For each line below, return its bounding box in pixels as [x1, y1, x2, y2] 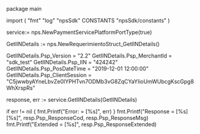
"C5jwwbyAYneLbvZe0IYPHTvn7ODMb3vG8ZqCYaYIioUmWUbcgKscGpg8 [6, 78, 195, 85]
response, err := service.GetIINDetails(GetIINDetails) [6, 96, 137, 103]
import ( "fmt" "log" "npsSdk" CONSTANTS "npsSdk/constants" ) [6, 17, 170, 24]
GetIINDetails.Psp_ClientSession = [6, 72, 92, 78]
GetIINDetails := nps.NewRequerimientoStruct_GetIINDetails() [6, 41, 160, 47]
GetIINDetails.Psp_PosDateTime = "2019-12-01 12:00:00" [6, 65, 149, 72]
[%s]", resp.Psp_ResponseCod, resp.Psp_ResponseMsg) [6, 115, 149, 121]
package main [6, 5, 42, 12]
